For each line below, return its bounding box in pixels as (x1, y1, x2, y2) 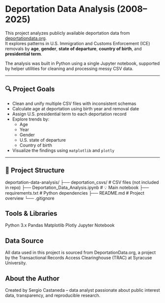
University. (5, 260, 27, 266)
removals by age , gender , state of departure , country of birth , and (5, 46, 142, 51)
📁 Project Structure (5, 166, 65, 175)
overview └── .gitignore (5, 195, 55, 201)
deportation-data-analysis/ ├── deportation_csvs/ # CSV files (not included (5, 179, 159, 185)
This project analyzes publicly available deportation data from (5, 30, 130, 36)
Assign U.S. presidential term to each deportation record (12, 111, 127, 117)
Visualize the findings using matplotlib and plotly (12, 147, 114, 153)
